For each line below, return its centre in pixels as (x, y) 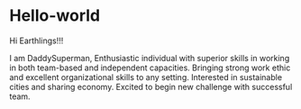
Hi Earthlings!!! (36, 41)
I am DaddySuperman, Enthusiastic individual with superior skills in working (150, 58)
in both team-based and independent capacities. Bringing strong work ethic (150, 68)
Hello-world (55, 16)
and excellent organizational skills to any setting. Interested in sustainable (146, 77)
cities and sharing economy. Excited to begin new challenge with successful (151, 86)
